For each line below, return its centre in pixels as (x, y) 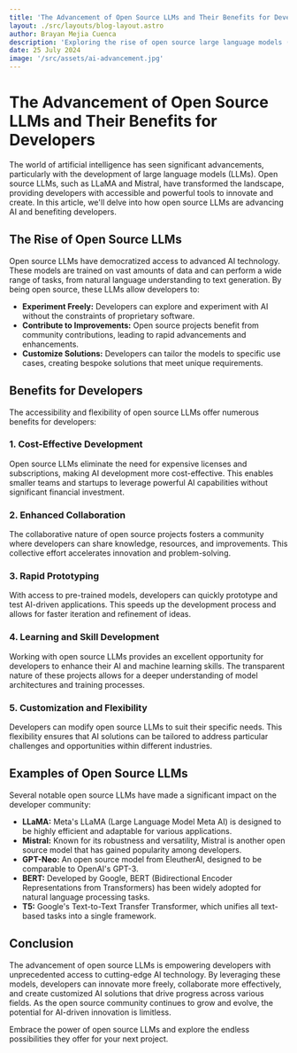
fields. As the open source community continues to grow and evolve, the (141, 1002)
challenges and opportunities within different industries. (111, 746)
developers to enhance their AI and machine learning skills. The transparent (147, 666)
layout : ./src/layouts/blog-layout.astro (87, 26)
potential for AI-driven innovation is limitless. (90, 1012)
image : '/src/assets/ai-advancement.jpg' (87, 58)
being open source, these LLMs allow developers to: (105, 289)
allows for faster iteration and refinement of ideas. (100, 614)
